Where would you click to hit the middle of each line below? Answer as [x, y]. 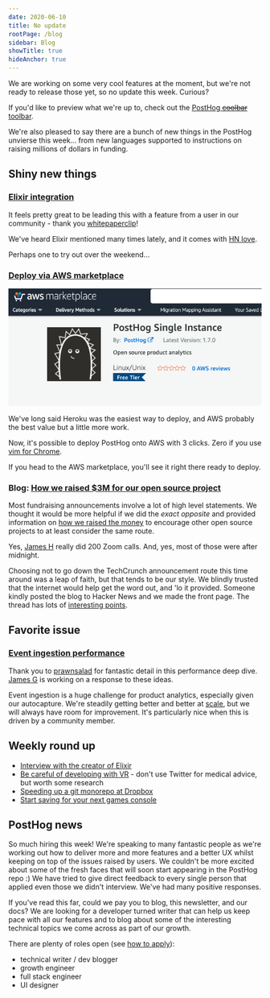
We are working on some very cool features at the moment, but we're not [129, 83]
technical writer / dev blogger [69, 959]
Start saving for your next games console [88, 799]
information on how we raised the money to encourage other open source [131, 523]
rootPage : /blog [35, 34]
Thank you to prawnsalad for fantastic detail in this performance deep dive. [133, 671]
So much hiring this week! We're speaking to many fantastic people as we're [135, 844]
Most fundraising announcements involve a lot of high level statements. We [133, 505]
